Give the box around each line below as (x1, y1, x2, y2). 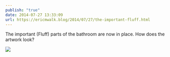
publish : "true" (5, 7, 40, 13)
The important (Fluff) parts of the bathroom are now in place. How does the (5, 31, 165, 37)
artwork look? (5, 36, 34, 43)
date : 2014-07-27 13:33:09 (5, 12, 63, 17)
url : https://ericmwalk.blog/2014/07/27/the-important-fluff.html (5, 17, 150, 22)
